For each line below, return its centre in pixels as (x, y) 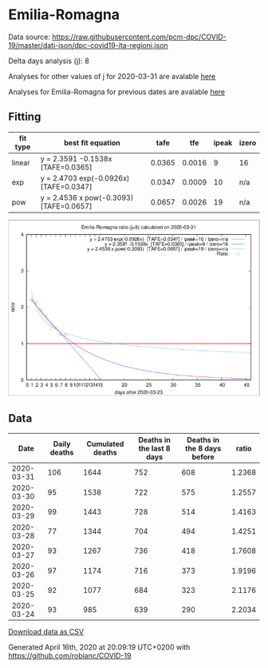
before (203, 456)
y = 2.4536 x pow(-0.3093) (87, 198)
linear (21, 163)
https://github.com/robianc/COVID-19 (70, 656)
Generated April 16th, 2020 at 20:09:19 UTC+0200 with (99, 647)
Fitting (25, 117)
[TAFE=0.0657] (66, 206)
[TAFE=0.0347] (66, 186)
